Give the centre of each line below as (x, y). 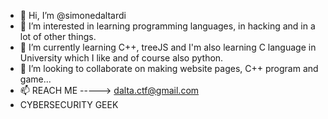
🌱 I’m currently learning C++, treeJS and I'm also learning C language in (168, 47)
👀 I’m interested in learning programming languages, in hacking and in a (167, 26)
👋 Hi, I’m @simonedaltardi (73, 15)
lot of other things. (58, 36)
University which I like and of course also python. (121, 58)
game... (35, 79)
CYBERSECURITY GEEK (69, 104)
